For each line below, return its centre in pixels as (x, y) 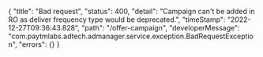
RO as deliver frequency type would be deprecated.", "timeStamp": (117, 20)
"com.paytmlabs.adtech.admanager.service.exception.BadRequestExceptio (131, 36)
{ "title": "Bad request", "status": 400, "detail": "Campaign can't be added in (131, 11)
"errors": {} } (39, 45)
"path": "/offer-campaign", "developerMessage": (161, 28)
